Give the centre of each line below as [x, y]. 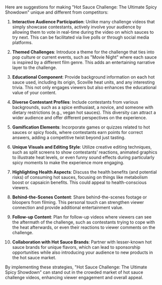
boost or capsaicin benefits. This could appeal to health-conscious [79, 182]
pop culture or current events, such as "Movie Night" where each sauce [84, 57]
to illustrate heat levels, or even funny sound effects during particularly [83, 157]
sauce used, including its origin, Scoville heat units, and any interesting [83, 82]
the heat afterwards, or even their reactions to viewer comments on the [84, 227]
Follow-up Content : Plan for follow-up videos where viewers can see [82, 217]
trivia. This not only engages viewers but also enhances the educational [84, 87]
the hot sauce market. [34, 258]
